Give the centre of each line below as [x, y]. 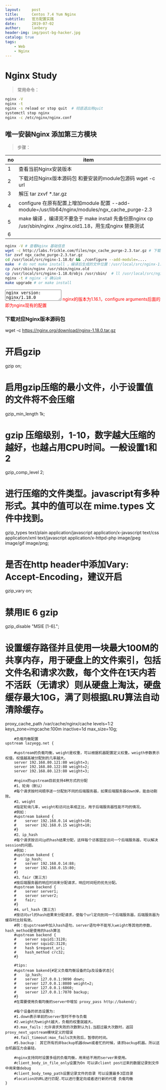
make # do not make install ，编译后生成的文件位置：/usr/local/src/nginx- [82, 264]
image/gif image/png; [27, 543]
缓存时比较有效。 [20, 920]
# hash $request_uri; [40, 948]
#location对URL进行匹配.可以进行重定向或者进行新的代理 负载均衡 [74, 1079]
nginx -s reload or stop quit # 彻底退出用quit [54, 109]
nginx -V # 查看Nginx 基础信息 [35, 246]
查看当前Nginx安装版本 [45, 169]
